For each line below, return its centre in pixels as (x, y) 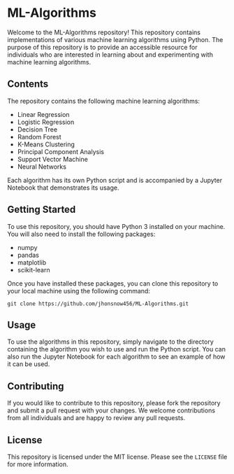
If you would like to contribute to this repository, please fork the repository (114, 403)
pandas (28, 255)
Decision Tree (37, 129)
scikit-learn (34, 270)
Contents (28, 84)
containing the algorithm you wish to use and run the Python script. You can (116, 349)
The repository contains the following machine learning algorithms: (104, 101)
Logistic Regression (46, 122)
